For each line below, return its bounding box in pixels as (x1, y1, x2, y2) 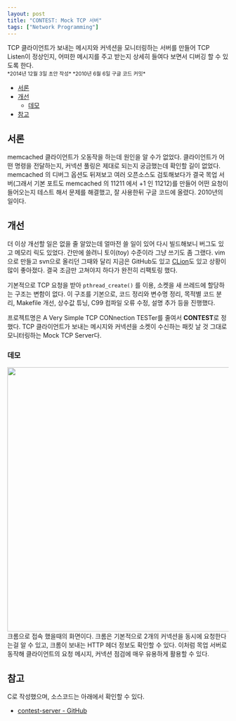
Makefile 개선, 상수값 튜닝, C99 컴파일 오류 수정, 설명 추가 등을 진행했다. (16, 299, 216, 307)
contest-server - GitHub (17, 706, 88, 715)
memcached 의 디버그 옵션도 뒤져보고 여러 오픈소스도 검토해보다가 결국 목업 (7, 171, 218, 179)
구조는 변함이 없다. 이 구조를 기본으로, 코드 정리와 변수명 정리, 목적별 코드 (14, 290, 215, 298)
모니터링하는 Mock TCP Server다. (7, 331, 102, 339)
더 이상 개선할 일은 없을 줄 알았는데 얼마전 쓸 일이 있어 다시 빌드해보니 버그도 (7, 240, 217, 247)
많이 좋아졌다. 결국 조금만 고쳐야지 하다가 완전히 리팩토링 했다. (7, 266, 178, 274)
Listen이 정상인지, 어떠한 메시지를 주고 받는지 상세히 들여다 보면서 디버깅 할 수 (7, 52, 221, 61)
